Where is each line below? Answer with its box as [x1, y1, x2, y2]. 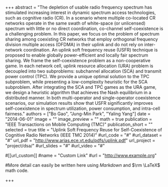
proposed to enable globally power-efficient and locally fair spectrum [5, 52, 148, 58]
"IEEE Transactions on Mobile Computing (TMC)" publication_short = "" [5, 121, 153, 127]
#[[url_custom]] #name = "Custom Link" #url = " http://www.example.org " [5, 152, 157, 158]
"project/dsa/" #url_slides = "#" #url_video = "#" [5, 143, 105, 148]
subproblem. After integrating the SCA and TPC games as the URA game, [5, 84, 157, 90]
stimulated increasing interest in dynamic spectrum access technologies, [5, 10, 156, 16]
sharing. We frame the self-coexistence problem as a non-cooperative [5, 58, 150, 63]
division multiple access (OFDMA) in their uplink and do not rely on [5, 42, 143, 47]
